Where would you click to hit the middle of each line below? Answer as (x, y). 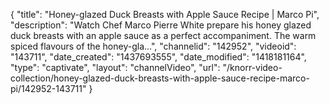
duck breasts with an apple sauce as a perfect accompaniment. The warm (163, 35)
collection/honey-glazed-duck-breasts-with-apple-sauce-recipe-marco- (160, 78)
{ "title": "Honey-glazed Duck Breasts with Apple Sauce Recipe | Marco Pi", (165, 14)
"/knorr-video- (252, 67)
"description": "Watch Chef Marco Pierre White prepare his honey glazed (161, 25)
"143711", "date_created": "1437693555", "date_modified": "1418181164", (158, 57)
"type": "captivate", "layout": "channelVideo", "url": (115, 67)
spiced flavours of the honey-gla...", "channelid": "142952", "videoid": (153, 46)
